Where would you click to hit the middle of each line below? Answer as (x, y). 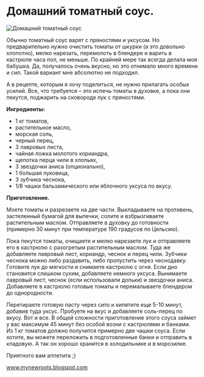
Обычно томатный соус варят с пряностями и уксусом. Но (83, 40)
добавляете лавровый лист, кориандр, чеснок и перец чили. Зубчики (97, 254)
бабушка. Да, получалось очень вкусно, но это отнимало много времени (102, 66)
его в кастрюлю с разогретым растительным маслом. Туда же (89, 247)
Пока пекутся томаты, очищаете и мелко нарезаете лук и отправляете (98, 241)
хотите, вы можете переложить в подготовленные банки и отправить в (99, 337)
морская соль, (34, 134)
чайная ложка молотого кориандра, (62, 153)
